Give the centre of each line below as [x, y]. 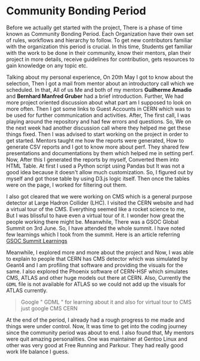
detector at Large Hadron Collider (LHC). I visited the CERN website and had [100, 203]
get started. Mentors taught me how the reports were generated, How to [95, 140]
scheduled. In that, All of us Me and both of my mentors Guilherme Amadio [99, 90]
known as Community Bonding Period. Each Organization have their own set [100, 33]
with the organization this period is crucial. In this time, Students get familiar [99, 47]
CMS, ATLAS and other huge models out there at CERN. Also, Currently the [99, 277]
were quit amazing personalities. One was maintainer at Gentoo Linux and [97, 339]
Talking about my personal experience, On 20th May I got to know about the [100, 77]
